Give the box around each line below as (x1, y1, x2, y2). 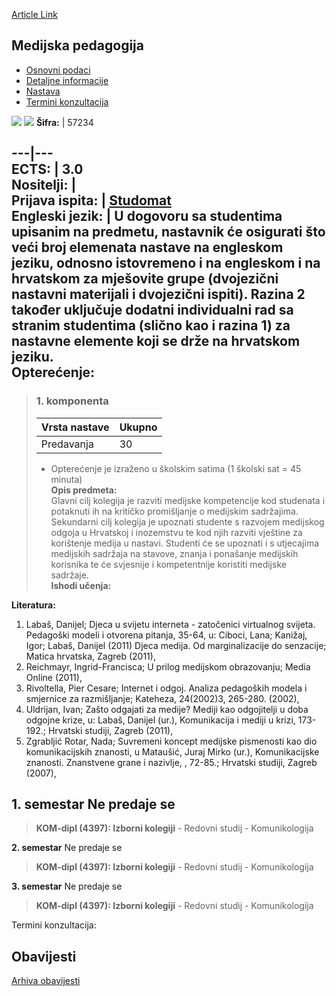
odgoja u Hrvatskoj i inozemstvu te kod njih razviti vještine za (50, 526, 303, 538)
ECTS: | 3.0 (11, 161, 84, 178)
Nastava (25, 85, 61, 97)
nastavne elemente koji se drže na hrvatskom (11, 333, 301, 350)
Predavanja (40, 437, 94, 451)
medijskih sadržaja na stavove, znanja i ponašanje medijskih (50, 547, 299, 559)
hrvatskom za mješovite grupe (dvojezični (11, 270, 279, 288)
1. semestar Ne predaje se (11, 795, 176, 813)
